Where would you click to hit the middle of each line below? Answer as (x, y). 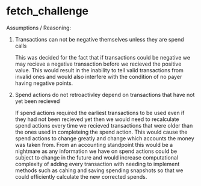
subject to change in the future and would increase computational (97, 157)
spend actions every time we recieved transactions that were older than (104, 125)
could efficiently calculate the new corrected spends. (81, 176)
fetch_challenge (48, 11)
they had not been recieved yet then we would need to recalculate (97, 119)
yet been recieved (37, 101)
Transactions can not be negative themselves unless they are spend (99, 39)
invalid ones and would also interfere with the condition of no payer (98, 76)
